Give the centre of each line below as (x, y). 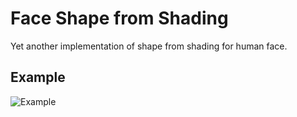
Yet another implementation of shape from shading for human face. (149, 46)
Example (38, 77)
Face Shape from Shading (119, 18)
